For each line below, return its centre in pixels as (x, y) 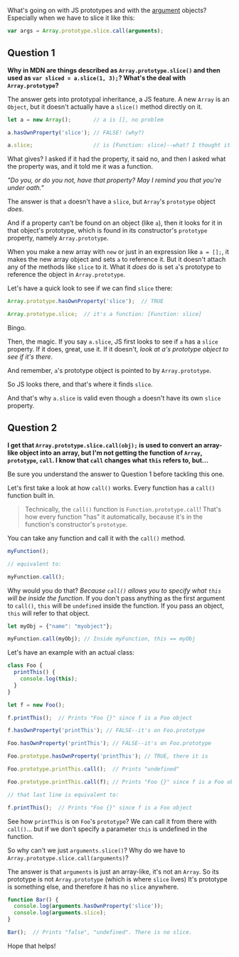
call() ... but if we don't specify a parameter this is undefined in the (107, 829)
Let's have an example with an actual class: (71, 652)
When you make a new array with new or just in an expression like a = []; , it (118, 252)
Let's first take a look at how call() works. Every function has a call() (111, 487)
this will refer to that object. (49, 613)
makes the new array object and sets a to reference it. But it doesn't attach (117, 260)
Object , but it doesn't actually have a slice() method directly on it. (105, 107)
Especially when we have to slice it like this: (71, 18)
